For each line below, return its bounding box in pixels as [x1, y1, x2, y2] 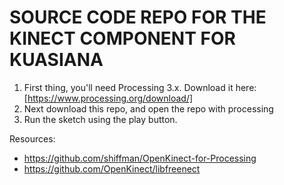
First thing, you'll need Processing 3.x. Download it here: [23, 81, 257, 93]
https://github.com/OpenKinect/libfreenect [23, 162, 201, 175]
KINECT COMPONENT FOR [9, 27, 236, 50]
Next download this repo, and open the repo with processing [23, 102, 274, 115]
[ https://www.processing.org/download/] [23, 92, 194, 104]
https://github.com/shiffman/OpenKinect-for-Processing [23, 152, 257, 164]
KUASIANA [9, 49, 104, 71]
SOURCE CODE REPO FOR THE [9, 6, 267, 29]
